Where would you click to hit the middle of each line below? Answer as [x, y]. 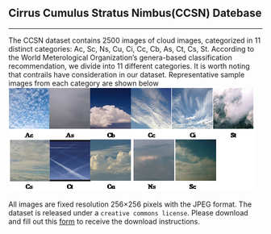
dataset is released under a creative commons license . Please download [128, 212]
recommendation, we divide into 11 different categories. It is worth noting [129, 66]
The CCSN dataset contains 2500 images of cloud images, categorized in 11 [134, 40]
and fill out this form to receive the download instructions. [104, 221]
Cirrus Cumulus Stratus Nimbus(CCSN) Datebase [135, 13]
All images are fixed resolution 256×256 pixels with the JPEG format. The [130, 204]
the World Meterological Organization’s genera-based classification [120, 57]
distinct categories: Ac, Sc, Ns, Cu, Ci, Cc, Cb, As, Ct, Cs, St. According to [131, 48]
